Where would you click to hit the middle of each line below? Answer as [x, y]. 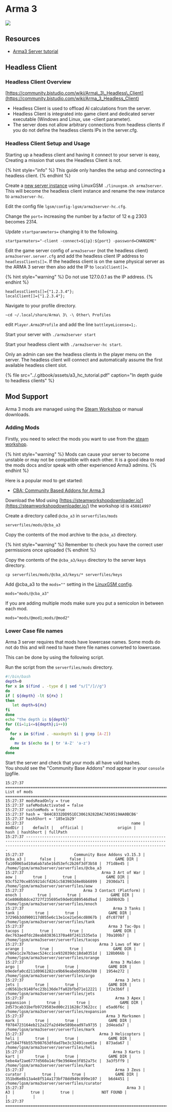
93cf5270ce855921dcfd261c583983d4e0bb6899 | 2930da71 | [67, 882]
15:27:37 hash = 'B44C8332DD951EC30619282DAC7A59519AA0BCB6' [72, 815]
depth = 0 [14, 682]
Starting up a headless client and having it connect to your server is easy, [83, 155]
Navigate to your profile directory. [41, 305]
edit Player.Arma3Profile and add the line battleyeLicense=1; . [71, 324]
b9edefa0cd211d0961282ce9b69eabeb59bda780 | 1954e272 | [67, 972]
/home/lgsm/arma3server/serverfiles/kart [50, 1066]
